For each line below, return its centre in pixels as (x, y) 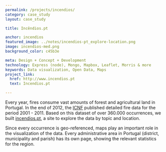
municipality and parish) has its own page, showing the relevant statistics (81, 139)
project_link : (20, 74)
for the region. (20, 144)
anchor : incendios (24, 37)
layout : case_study (26, 19)
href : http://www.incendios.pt (42, 79)
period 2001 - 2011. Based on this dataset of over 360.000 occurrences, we (83, 113)
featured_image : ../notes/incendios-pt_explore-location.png (70, 42)
